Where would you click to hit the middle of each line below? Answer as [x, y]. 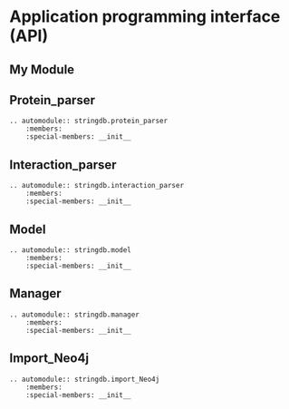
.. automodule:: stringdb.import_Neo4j [85, 379]
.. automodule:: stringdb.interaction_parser [96, 186]
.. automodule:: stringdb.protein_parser [89, 121]
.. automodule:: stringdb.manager [75, 315]
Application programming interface [145, 17]
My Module [42, 69]
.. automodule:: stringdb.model [70, 250]
